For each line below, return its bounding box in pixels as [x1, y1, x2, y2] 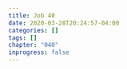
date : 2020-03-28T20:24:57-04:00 [8, 19, 120, 27]
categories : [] [8, 26, 59, 34]
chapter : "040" [8, 41, 59, 49]
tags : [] [8, 33, 38, 42]
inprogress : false [8, 48, 69, 56]
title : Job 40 [8, 11, 56, 20]
